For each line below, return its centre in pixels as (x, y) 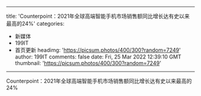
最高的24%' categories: (35, 24)
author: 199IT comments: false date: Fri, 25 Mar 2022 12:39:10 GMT (98, 57)
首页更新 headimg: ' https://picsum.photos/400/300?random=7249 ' (98, 50)
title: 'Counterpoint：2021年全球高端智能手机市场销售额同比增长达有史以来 (98, 16)
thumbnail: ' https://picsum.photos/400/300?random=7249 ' (88, 63)
